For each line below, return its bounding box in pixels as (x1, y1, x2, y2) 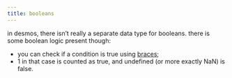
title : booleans (7, 10, 54, 17)
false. (17, 64, 33, 72)
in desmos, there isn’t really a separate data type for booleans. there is (7, 29, 210, 37)
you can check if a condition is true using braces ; (17, 50, 160, 58)
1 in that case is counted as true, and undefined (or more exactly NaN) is (17, 57, 225, 66)
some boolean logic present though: (7, 36, 111, 45)
